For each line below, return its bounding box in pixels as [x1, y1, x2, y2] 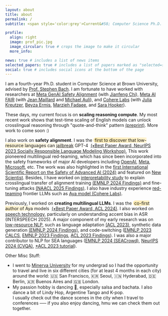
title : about [5, 12, 32, 17]
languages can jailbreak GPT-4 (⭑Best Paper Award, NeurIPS [24, 143, 151, 149]
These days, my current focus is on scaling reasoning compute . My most [5, 112, 157, 118]
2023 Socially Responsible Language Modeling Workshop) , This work [5, 148, 149, 154]
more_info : [9, 48, 32, 54]
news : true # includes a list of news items [5, 58, 99, 63]
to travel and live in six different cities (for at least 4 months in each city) [12, 268, 161, 274]
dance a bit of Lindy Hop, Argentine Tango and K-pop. [12, 290, 124, 296]
